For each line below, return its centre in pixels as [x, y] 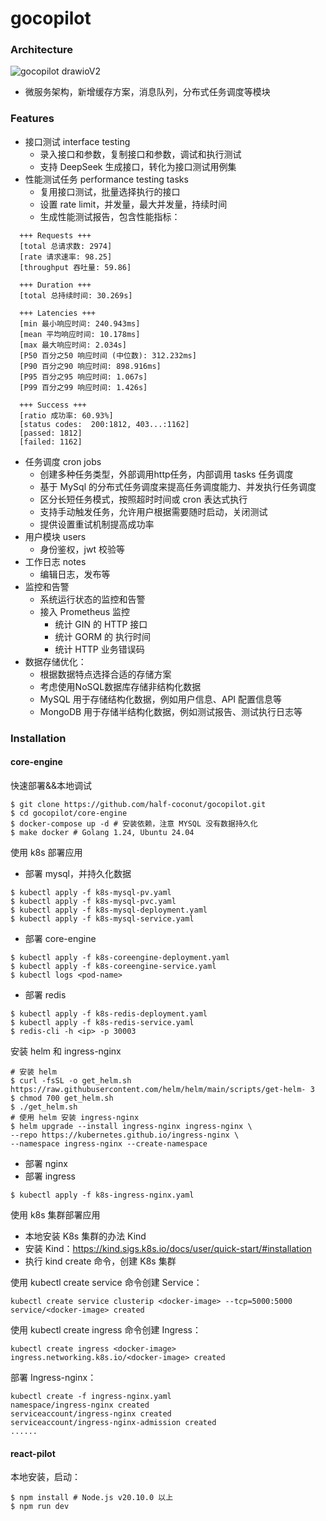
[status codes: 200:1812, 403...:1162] [104, 424]
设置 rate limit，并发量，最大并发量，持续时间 [133, 204]
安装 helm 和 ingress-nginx [66, 1051]
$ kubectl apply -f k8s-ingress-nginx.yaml [102, 1195]
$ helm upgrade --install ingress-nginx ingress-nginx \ [131, 1126]
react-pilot [33, 1453]
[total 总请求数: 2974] [66, 246]
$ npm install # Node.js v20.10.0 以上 [92, 1498]
